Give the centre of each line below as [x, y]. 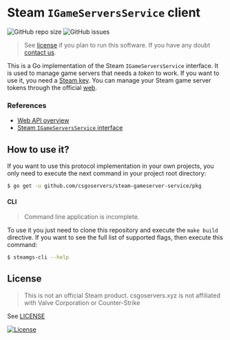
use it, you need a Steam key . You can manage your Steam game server [109, 80]
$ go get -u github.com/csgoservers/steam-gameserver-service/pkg [104, 186]
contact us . [40, 52]
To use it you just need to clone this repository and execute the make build [113, 230]
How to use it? [38, 149]
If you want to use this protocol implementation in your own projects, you [111, 166]
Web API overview [43, 120]
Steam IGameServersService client [104, 13]
